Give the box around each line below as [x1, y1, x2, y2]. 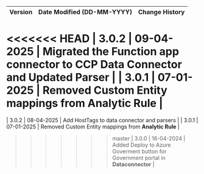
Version [9, 8, 33, 16]
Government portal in [112, 154, 166, 161]
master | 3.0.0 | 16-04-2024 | [112, 134, 186, 142]
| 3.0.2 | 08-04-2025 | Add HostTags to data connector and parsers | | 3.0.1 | [6, 116, 199, 124]
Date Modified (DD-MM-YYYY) [38, 8, 133, 16]
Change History [138, 8, 185, 16]
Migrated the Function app [42, 45, 180, 58]
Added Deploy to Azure [112, 141, 171, 148]
